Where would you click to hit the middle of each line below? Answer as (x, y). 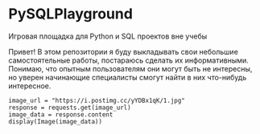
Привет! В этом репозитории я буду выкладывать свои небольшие (124, 51)
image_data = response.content (61, 114)
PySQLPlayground (70, 14)
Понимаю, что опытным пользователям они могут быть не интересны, (130, 68)
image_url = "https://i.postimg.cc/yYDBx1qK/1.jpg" (97, 100)
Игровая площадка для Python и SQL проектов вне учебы (108, 36)
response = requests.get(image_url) (70, 108)
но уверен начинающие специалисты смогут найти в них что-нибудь (128, 77)
